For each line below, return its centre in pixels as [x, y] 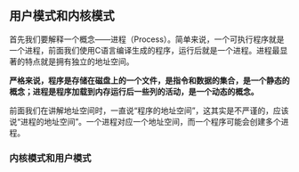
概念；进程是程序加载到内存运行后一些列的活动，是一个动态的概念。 [134, 91]
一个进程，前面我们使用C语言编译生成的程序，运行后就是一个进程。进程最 [145, 50]
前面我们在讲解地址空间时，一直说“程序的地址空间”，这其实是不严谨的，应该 [149, 111]
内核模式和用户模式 [50, 158]
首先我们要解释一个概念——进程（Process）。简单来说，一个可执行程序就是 [147, 39]
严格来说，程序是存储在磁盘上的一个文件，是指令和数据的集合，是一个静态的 [149, 80]
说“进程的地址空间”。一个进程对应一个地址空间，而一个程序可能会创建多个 [145, 121]
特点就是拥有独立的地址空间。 [79, 61]
